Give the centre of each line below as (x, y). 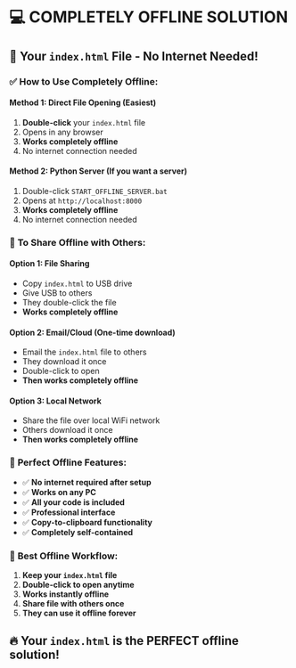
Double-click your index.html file (83, 122)
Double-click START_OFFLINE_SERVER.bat (95, 191)
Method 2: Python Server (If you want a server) (98, 171)
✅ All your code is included (73, 502)
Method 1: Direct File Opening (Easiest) (83, 102)
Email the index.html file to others (84, 352)
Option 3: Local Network (56, 401)
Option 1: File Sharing (49, 264)
